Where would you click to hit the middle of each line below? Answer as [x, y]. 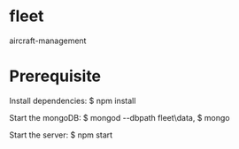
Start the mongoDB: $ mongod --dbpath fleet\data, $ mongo [119, 117]
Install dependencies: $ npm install [73, 101]
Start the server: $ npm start [61, 135]
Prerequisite [55, 76]
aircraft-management [48, 41]
